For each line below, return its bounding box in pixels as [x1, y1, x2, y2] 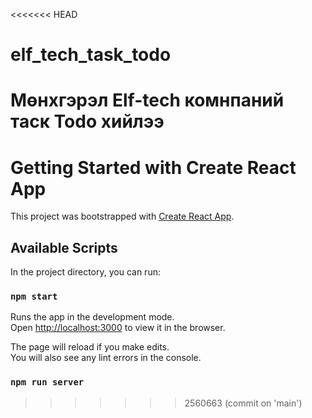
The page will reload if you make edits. [10, 341, 170, 353]
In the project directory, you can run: [10, 266, 161, 278]
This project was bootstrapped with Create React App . [10, 210, 235, 223]
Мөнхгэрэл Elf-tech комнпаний [10, 89, 285, 112]
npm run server [10, 377, 85, 388]
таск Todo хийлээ [10, 110, 165, 133]
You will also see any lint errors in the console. [10, 352, 202, 364]
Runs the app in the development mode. [10, 311, 175, 323]
